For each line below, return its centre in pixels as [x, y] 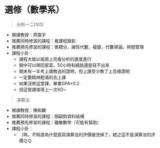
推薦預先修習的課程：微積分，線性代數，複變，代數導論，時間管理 [78, 47]
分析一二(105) [30, 24]
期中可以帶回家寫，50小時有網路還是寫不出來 [64, 65]
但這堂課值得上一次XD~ [43, 89]
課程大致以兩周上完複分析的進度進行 [55, 59]
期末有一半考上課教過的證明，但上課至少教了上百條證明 [74, 71]
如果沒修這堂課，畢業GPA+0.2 [49, 83]
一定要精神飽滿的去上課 [42, 77]
